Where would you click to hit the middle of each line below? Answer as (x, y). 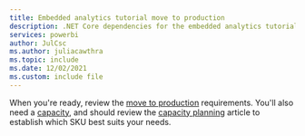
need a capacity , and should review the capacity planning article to (135, 112)
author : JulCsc (38, 43)
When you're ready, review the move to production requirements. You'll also (152, 102)
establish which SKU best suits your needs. (90, 121)
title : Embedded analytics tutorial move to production (117, 18)
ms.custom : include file (56, 77)
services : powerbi (44, 34)
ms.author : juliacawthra (56, 52)
